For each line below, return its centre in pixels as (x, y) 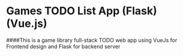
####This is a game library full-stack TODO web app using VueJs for (92, 40)
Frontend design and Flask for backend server (63, 46)
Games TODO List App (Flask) (82, 11)
